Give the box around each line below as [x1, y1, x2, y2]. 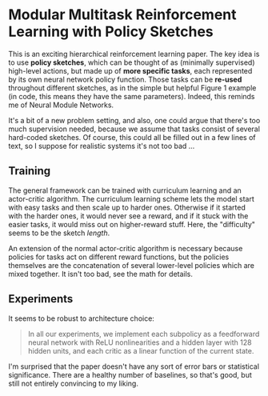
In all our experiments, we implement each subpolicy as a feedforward [27, 329, 260, 338]
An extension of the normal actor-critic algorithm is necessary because [8, 243, 243, 253]
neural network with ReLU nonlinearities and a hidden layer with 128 [27, 338, 252, 347]
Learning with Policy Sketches [8, 22, 214, 41]
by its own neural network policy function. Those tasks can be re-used [8, 74, 242, 84]
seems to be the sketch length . [8, 228, 110, 238]
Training [8, 164, 51, 178]
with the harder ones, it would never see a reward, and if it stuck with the [8, 210, 249, 221]
